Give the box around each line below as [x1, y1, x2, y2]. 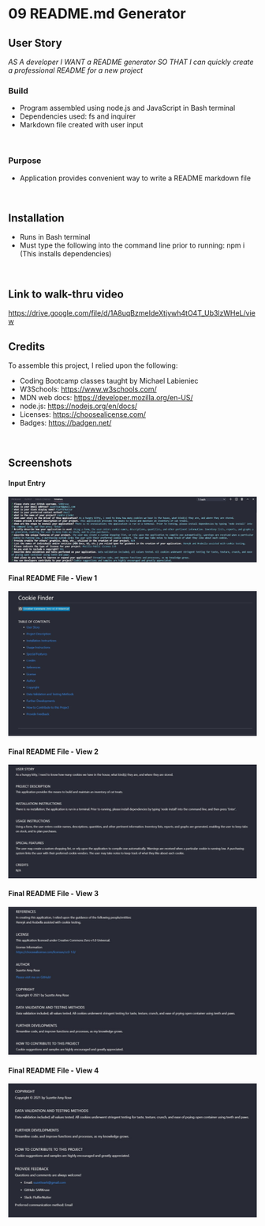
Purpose [8, 155, 42, 166]
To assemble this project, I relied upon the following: [8, 361, 178, 370]
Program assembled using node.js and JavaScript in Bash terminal [19, 104, 236, 113]
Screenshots [8, 456, 73, 470]
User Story [8, 36, 62, 50]
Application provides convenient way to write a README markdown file [19, 173, 251, 183]
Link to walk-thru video [8, 287, 124, 301]
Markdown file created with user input [19, 120, 144, 130]
